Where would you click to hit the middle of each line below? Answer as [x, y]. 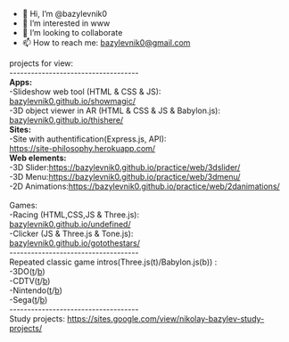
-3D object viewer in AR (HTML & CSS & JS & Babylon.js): [115, 110]
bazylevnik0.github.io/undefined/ [70, 224]
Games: [24, 205]
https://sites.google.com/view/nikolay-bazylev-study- [165, 319]
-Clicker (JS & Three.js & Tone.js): [71, 233]
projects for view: [41, 63]
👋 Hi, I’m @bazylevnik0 [65, 14]
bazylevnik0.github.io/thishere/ [66, 120]
